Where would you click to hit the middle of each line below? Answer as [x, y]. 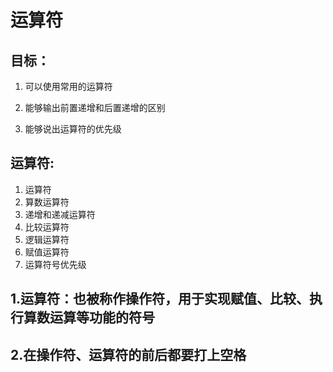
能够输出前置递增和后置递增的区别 [95, 107]
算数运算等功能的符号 [89, 317]
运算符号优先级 [55, 264]
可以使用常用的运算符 [68, 86]
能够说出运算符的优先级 [73, 129]
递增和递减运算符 [60, 214]
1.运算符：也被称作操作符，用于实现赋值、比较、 [160, 299]
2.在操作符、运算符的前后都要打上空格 [128, 354]
